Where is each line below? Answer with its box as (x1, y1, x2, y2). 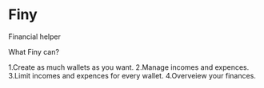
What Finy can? (8, 47, 60, 56)
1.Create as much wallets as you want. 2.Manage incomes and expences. (8, 62, 250, 72)
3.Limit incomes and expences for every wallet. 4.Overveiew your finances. (8, 71, 256, 80)
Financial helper (8, 32, 62, 41)
